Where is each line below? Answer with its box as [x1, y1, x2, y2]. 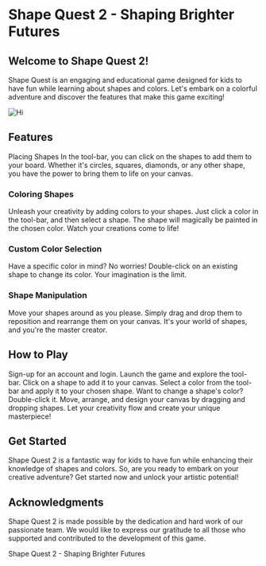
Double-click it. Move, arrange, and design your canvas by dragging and [8, 394, 245, 404]
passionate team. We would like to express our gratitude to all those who [8, 525, 246, 535]
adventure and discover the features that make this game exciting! [8, 92, 225, 101]
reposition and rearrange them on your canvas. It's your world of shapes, [8, 316, 248, 326]
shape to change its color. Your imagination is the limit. [8, 270, 187, 279]
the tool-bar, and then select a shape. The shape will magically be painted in [8, 215, 258, 224]
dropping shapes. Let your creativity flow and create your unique [8, 403, 221, 412]
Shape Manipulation [8, 290, 87, 301]
